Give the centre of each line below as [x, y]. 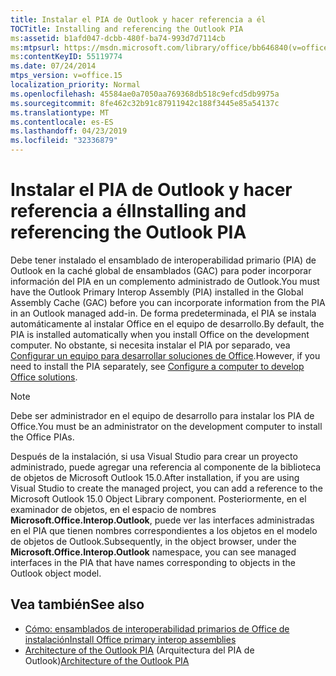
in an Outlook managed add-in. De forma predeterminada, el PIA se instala [163, 313]
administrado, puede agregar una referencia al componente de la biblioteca [166, 467]
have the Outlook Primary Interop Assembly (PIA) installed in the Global [157, 292]
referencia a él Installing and [128, 211]
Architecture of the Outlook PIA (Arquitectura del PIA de [139, 650]
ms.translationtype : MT [60, 112]
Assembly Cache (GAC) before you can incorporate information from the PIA [168, 302]
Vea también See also [77, 604]
